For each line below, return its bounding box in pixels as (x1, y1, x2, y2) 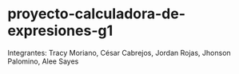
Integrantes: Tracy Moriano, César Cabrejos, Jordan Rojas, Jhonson (7, 48, 231, 57)
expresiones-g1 (7, 21, 114, 40)
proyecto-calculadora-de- (7, 5, 185, 23)
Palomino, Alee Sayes (7, 56, 79, 66)
